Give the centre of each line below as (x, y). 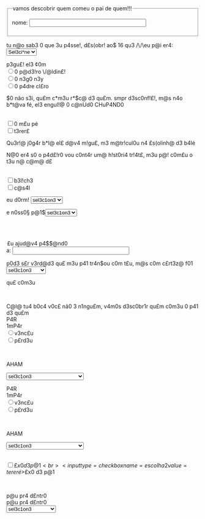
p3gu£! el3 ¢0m (26, 64)
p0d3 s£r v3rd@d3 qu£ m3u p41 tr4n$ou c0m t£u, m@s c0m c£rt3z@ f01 (100, 263)
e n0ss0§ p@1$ (26, 212)
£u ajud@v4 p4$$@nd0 (38, 243)
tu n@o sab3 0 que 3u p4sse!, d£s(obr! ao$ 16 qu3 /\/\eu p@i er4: (90, 45)
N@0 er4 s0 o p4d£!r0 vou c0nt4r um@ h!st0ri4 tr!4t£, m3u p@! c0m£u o (99, 155)
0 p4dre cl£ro (32, 86)
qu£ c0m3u (21, 282)
